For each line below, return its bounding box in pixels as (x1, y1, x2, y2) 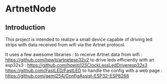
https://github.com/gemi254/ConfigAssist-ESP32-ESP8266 (5, 73, 130, 78)
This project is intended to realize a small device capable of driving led (5, 36, 153, 42)
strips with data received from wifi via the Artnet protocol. (5, 42, 126, 48)
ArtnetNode (5, 3, 57, 15)
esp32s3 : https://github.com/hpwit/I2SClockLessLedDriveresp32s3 (5, 62, 148, 68)
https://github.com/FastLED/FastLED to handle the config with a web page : (5, 67, 163, 73)
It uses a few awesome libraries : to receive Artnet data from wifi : (5, 51, 143, 57)
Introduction (5, 23, 46, 32)
